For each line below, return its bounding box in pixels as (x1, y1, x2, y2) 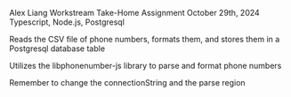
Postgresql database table (9, 43, 105, 54)
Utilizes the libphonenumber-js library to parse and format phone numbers (9, 61, 282, 71)
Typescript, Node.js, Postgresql (9, 17, 125, 27)
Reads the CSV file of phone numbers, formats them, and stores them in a (9, 34, 280, 44)
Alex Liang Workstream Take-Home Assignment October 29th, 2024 (9, 8, 260, 18)
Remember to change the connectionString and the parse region (9, 78, 247, 87)
